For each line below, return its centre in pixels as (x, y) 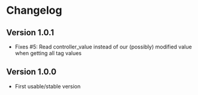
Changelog (34, 10)
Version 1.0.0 (31, 72)
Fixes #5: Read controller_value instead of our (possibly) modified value (103, 47)
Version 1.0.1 (30, 33)
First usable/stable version (48, 86)
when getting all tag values (48, 53)
